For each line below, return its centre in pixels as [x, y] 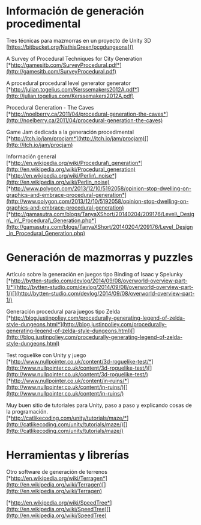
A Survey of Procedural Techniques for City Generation [74, 58]
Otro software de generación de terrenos [57, 471]
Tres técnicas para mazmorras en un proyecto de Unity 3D [79, 40]
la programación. [27, 411]
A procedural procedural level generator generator [68, 83]
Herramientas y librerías [68, 455]
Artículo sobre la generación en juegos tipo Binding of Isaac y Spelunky [94, 274]
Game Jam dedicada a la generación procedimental [70, 132]
